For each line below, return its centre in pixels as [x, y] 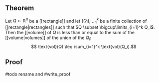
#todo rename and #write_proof [38, 74]
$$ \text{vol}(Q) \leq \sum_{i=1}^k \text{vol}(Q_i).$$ [84, 47]
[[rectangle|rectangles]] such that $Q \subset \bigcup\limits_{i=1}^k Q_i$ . [80, 27]
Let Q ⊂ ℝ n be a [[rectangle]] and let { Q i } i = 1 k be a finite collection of [76, 21]
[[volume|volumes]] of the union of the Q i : [48, 38]
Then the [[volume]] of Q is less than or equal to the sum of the [70, 33]
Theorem [20, 8]
